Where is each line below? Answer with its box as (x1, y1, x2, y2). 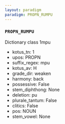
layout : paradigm (5, 7, 42, 13)
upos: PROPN (12, 54, 41, 60)
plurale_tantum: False (12, 97, 57, 103)
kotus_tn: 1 (12, 49, 35, 55)
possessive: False (12, 81, 50, 87)
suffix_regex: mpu (12, 59, 50, 66)
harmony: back (12, 75, 44, 81)
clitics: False (12, 102, 39, 109)
